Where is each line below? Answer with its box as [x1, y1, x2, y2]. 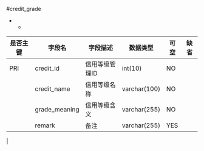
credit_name [35, 85, 70, 93]
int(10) [121, 64, 142, 72]
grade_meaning [35, 105, 80, 113]
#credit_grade [6, 5, 41, 12]
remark [35, 121, 56, 130]
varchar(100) [121, 85, 161, 93]
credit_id [35, 64, 59, 72]
